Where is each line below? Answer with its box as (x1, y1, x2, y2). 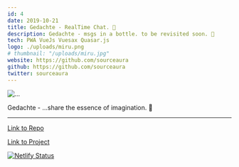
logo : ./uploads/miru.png (7, 43, 84, 50)
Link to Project (7, 137, 50, 146)
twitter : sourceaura (7, 70, 69, 77)
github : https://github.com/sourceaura (7, 63, 126, 70)
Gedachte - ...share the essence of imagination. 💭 (7, 103, 153, 112)
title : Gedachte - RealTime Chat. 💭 (7, 23, 116, 31)
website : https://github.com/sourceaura (7, 57, 129, 64)
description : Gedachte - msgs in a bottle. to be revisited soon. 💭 (7, 30, 215, 38)
